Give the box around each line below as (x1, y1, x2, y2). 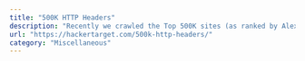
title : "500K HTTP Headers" (9, 13, 116, 22)
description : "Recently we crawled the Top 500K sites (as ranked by (9, 22, 279, 30)
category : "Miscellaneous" (9, 38, 112, 48)
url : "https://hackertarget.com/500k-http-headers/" (9, 30, 213, 39)
